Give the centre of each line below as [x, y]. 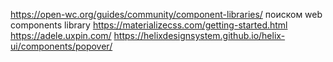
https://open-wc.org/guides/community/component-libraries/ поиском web [166, 14]
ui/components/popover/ [61, 46]
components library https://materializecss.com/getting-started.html [149, 25]
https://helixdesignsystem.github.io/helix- [199, 35]
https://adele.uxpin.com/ [61, 35]
